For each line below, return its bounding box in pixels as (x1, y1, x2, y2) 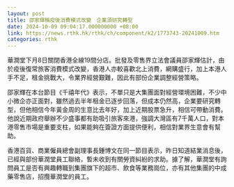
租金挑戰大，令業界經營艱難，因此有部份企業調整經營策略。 (31, 74, 203, 82)
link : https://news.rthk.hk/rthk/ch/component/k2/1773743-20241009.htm (7, 29, 219, 37)
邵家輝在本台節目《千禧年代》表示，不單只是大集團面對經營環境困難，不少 (7, 88, 221, 97)
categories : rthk (7, 36, 58, 43)
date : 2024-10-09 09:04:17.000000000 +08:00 (7, 23, 139, 30)
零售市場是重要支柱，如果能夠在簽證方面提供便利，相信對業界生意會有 (13, 123, 214, 131)
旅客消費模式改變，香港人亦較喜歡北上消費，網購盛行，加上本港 (37, 65, 221, 73)
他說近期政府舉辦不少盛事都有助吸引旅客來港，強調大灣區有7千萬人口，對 (7, 114, 218, 122)
